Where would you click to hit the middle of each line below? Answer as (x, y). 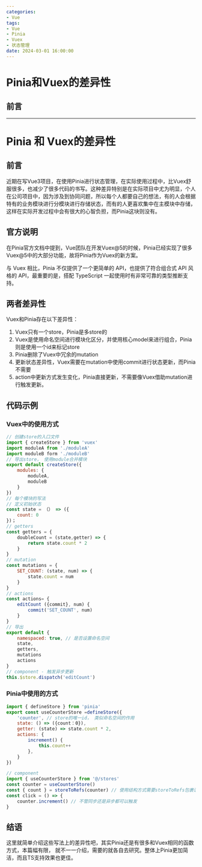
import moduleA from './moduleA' (48, 448)
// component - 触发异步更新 (40, 672)
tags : (13, 23)
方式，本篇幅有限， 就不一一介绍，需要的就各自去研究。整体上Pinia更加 (95, 850)
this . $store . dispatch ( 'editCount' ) (51, 677)
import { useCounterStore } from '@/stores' (63, 779)
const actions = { (28, 599)
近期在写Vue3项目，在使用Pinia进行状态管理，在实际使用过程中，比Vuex (96, 181)
